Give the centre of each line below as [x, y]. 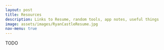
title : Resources [23, 15]
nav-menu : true [21, 29]
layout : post [19, 10]
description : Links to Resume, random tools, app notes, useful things [82, 19]
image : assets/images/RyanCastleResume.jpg [52, 24]
